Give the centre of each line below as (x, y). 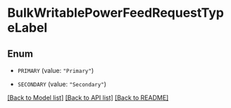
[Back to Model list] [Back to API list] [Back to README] (88, 97)
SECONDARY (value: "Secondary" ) (62, 84)
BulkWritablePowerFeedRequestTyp (115, 13)
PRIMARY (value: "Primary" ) (55, 70)
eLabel (27, 28)
